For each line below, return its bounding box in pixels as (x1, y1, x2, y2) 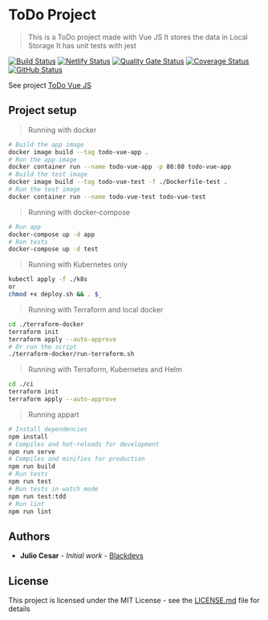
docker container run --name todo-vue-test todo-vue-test (8, 193, 206, 201)
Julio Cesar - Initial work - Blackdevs (19, 551, 144, 561)
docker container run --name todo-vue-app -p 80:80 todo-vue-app (8, 163, 231, 171)
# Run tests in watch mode (8, 484, 99, 493)
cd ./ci (8, 380, 35, 389)
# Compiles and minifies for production (8, 455, 146, 463)
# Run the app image (8, 155, 78, 164)
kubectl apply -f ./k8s (8, 275, 88, 283)
